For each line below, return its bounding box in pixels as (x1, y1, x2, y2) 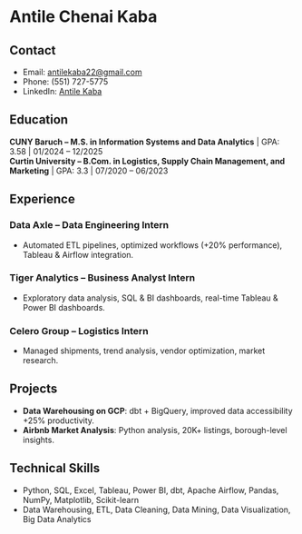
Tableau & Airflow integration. (22, 249, 134, 260)
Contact (9, 43, 56, 58)
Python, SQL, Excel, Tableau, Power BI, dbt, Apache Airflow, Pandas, (22, 484, 279, 496)
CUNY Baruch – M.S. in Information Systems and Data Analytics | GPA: (9, 136, 280, 147)
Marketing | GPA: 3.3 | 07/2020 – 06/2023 (9, 165, 169, 176)
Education (9, 112, 69, 128)
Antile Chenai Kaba (9, 6, 158, 27)
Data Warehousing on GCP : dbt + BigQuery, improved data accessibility (22, 405, 293, 416)
